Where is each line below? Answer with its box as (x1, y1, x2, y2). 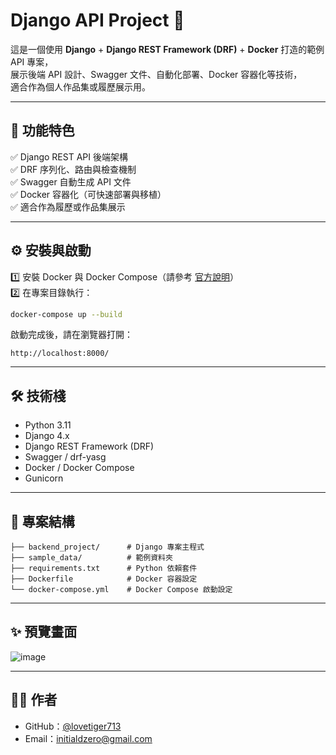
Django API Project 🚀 (10, 9, 185, 32)
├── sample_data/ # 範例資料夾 (10, 553, 173, 563)
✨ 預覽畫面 (10, 624, 78, 641)
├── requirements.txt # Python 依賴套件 (10, 564, 198, 574)
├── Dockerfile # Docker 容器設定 (10, 574, 198, 584)
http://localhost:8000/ (10, 349, 110, 359)
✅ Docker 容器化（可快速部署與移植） (10, 188, 167, 200)
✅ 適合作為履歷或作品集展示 (10, 200, 126, 213)
